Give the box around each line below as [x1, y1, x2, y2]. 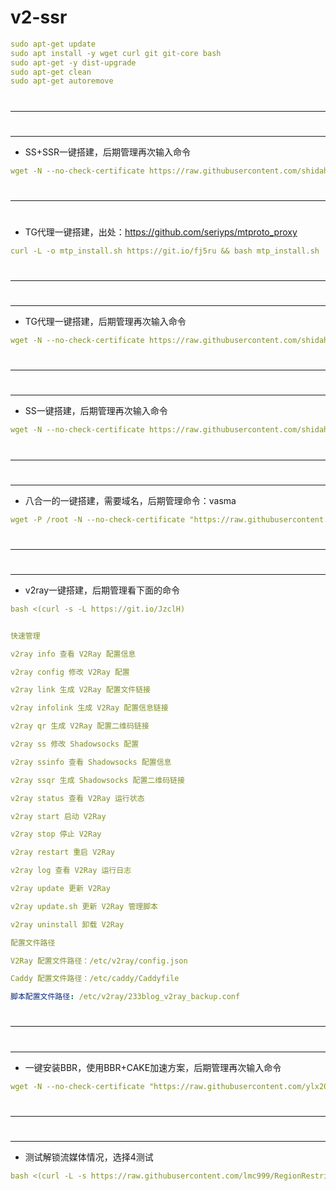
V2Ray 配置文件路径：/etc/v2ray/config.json [10, 956, 188, 966]
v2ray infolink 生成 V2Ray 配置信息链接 [10, 703, 169, 713]
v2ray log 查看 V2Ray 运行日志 [10, 866, 132, 876]
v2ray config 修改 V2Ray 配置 [10, 667, 130, 677]
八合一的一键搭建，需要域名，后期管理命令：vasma [24, 494, 237, 506]
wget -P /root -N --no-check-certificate [10, 514, 186, 525]
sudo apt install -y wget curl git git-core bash [10, 48, 222, 58]
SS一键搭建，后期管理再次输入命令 [24, 405, 168, 417]
